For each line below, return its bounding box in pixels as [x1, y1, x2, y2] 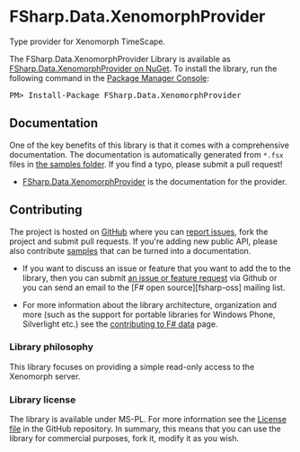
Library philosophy [9, 340, 94, 353]
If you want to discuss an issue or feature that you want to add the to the [22, 263, 292, 274]
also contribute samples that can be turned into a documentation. [9, 245, 251, 256]
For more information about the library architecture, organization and [22, 299, 277, 310]
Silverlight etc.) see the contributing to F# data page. [22, 318, 218, 330]
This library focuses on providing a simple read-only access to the [9, 361, 255, 372]
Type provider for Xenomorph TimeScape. [9, 36, 166, 47]
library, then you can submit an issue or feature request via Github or [22, 272, 278, 283]
